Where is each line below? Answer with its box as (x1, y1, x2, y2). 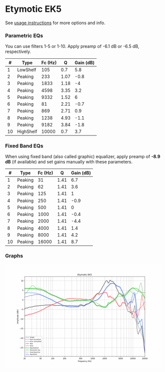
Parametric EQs (5, 32, 43, 39)
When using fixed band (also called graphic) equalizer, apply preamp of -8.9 (5, 154, 161, 160)
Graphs (5, 252, 23, 259)
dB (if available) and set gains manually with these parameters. (5, 159, 133, 165)
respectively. (5, 48, 31, 55)
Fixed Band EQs (5, 142, 43, 149)
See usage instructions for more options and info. (5, 20, 106, 26)
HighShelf (17, 128, 37, 134)
